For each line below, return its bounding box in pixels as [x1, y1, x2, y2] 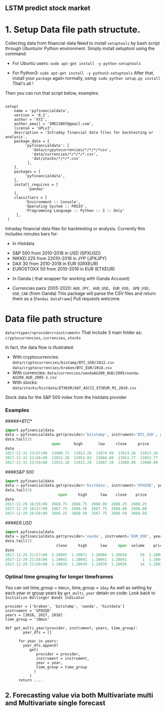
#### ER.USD [5, 519, 32, 525]
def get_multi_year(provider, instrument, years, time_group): [5, 625, 138, 631]
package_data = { [14, 139, 50, 144]
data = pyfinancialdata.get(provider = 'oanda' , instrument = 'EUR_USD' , [5, 534, 152, 539]
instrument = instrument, [36, 656, 90, 661]
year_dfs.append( [23, 643, 58, 648]
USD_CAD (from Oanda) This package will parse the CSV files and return [12, 290, 156, 297]
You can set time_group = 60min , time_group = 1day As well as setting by [5, 584, 152, 590]
